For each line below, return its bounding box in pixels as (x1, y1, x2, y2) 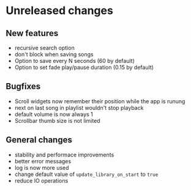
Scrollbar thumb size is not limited (14, 117, 100, 124)
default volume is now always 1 (14, 111, 93, 118)
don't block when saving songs (14, 51, 94, 58)
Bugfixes (6, 81, 41, 92)
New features (6, 28, 59, 38)
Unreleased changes (6, 4, 114, 18)
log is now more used (14, 164, 69, 171)
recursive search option (14, 44, 75, 51)
